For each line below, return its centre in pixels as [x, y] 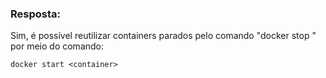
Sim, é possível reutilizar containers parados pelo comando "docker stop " [163, 36]
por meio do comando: [57, 46]
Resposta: [35, 14]
